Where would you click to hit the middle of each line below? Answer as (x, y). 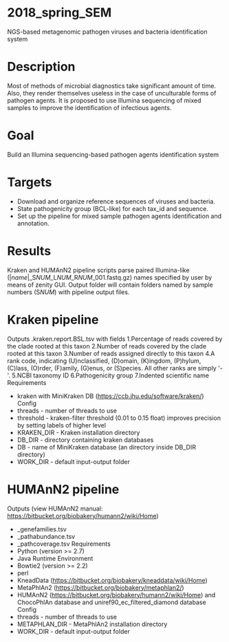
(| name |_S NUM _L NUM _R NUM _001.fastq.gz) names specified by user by (110, 277)
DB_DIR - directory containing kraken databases (85, 440)
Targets (30, 182)
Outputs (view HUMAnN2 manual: (55, 508)
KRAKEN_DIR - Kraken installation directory (78, 432)
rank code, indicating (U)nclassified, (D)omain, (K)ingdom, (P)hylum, (104, 361)
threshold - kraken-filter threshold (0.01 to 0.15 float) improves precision (119, 418)
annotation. (33, 223)
